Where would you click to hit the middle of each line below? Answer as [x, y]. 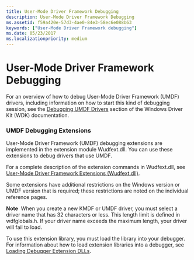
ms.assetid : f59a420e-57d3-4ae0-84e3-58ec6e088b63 [69, 22]
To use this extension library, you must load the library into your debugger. [96, 239]
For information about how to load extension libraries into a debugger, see [95, 245]
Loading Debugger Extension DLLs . [49, 251]
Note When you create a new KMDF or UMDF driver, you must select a [92, 208]
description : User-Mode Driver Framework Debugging [70, 17]
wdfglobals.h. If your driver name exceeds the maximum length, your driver [97, 221]
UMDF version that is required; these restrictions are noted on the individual [97, 191]
